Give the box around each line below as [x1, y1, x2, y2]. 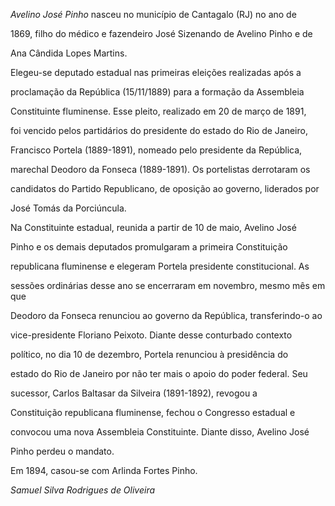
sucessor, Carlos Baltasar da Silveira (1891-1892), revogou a [10, 387, 258, 399]
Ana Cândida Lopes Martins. [10, 47, 128, 59]
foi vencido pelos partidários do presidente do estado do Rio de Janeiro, [10, 125, 308, 136]
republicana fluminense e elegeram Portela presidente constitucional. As [10, 260, 310, 272]
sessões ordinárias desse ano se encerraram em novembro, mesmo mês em [10, 280, 326, 291]
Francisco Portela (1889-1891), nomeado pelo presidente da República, [10, 144, 303, 156]
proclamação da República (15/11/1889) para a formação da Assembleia [10, 86, 305, 98]
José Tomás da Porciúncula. [10, 202, 127, 214]
